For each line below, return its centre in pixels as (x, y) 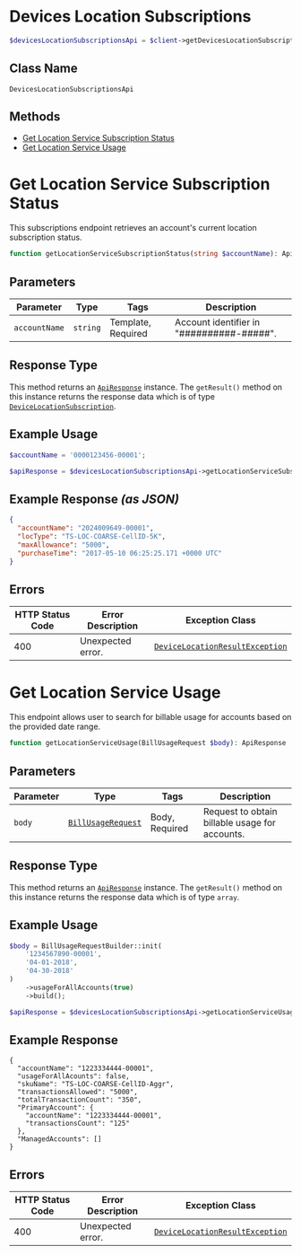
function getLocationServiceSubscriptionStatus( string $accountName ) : (144, 254)
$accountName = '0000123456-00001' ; (77, 455)
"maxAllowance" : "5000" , (64, 545)
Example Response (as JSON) (94, 499)
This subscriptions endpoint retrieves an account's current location (133, 228)
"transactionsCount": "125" (77, 1124)
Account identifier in (217, 322)
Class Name (43, 69)
